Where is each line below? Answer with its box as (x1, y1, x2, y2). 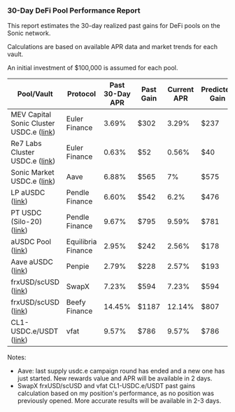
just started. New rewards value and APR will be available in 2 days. (17, 374, 213, 383)
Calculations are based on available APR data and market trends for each (7, 43, 218, 51)
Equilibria (66, 237, 97, 247)
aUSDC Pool (10, 237, 51, 247)
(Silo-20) (10, 217, 43, 227)
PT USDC (10, 208, 42, 218)
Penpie (66, 262, 90, 272)
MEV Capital (10, 109, 51, 119)
